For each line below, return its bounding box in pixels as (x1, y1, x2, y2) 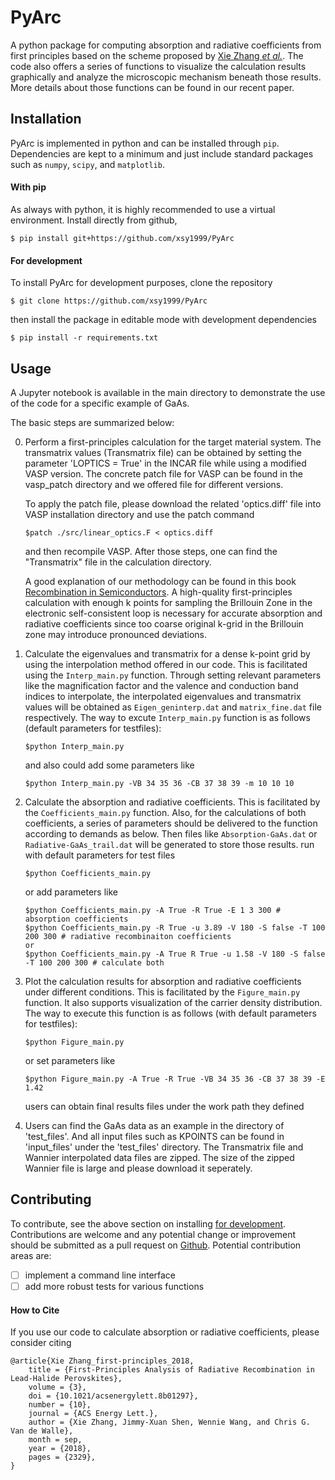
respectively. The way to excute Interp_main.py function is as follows (24, 711, 311, 723)
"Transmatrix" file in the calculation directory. (24, 556, 212, 568)
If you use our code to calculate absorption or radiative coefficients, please (10, 1326, 320, 1338)
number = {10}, (28, 1400, 92, 1410)
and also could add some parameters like (24, 759, 195, 771)
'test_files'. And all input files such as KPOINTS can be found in (24, 1130, 285, 1142)
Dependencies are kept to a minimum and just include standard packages (10, 147, 314, 160)
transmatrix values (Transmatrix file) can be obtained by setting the (24, 446, 303, 458)
